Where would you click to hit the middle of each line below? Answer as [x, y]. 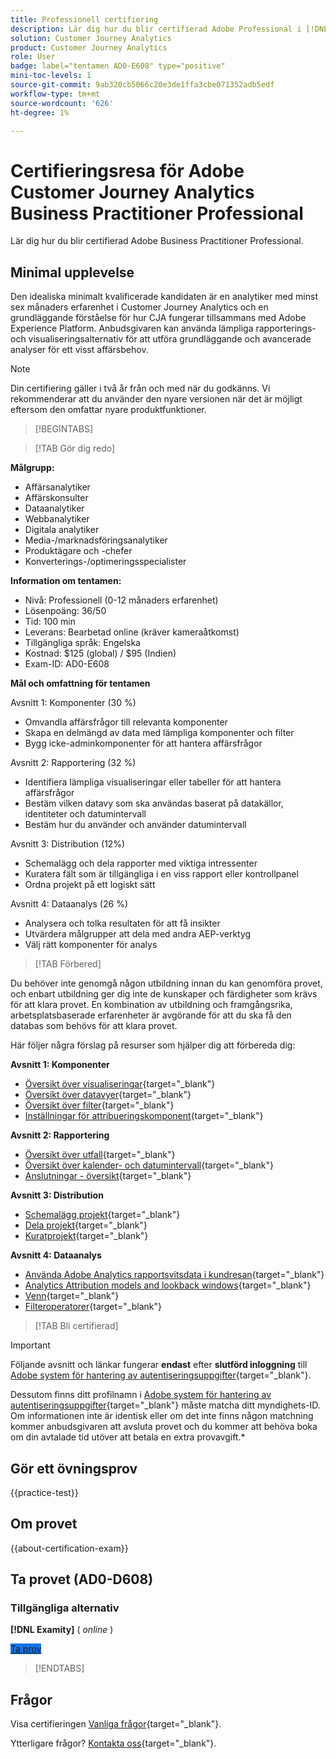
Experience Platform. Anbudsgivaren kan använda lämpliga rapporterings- [163, 328]
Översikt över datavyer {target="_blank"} [108, 1095]
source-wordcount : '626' [62, 103]
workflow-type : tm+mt [55, 94]
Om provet [44, 1524]
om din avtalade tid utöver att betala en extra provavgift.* [128, 1437]
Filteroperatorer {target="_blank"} [93, 1307]
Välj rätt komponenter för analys [91, 945]
